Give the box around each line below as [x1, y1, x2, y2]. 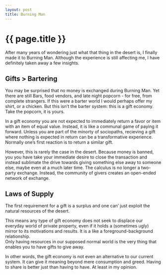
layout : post [5, 7, 32, 12]
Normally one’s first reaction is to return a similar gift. [5, 139, 113, 145]
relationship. [5, 233, 31, 239]
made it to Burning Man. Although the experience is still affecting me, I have [5, 55, 160, 61]
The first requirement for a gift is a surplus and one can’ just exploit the [5, 203, 150, 209]
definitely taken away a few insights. [5, 60, 79, 66]
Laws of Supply [5, 189, 54, 198]
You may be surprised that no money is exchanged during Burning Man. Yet [5, 88, 160, 94]
